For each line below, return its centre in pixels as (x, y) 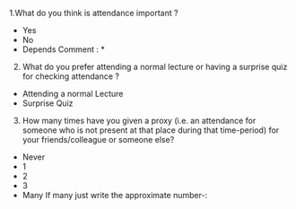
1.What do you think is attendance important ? (94, 13)
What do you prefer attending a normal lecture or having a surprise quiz (155, 67)
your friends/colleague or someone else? (98, 139)
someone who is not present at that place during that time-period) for (151, 130)
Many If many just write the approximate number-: (115, 195)
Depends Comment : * (64, 49)
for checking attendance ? (70, 76)
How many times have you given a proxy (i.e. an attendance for (139, 121)
